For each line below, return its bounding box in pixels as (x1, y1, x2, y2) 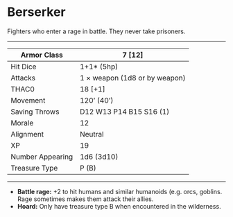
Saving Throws (10, 107, 60, 116)
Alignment (10, 129, 44, 139)
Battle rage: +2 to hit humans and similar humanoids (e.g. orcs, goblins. (17, 187, 223, 196)
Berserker (7, 4, 66, 20)
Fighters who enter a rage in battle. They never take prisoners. (7, 27, 186, 35)
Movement (10, 95, 46, 105)
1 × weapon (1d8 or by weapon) (79, 73, 186, 83)
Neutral (79, 129, 104, 139)
